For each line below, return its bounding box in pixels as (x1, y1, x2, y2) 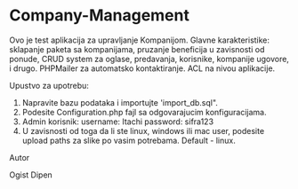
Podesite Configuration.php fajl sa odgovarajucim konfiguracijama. (21, 106, 267, 117)
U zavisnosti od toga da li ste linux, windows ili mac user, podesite (21, 125, 265, 136)
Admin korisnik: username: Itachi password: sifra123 (21, 116, 214, 127)
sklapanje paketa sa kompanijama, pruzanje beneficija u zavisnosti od (9, 43, 265, 54)
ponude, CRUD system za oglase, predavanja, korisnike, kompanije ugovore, (9, 53, 289, 64)
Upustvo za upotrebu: (9, 80, 89, 91)
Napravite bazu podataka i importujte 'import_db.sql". (21, 97, 218, 107)
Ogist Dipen (9, 169, 53, 180)
